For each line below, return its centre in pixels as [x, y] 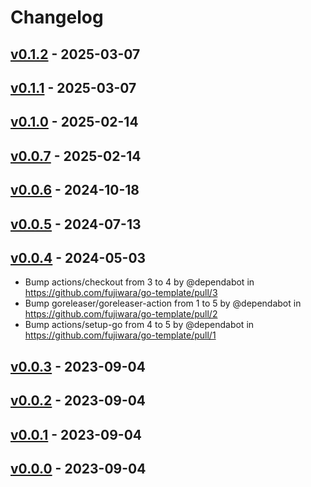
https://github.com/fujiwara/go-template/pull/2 [121, 314]
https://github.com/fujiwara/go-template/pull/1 [120, 335]
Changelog [57, 17]
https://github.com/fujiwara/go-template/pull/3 [121, 293]
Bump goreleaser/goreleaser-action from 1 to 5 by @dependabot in [163, 303]
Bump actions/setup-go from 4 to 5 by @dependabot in [139, 325]
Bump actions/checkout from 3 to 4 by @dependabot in [139, 282]
